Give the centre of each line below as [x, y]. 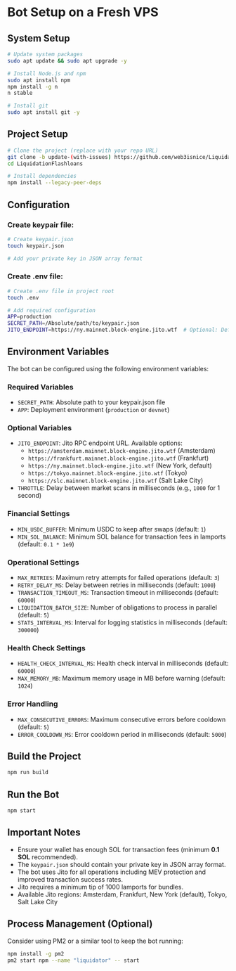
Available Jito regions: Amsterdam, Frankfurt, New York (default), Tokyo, [122, 894]
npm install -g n [33, 86]
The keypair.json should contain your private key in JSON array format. [122, 864]
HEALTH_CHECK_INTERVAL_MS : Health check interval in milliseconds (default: [123, 663]
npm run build [28, 773]
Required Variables [40, 387]
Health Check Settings [46, 648]
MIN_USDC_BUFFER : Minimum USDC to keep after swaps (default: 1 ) [112, 529]
